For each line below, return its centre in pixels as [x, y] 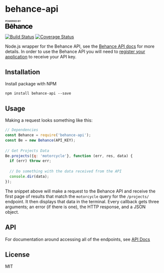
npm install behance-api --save [38, 94]
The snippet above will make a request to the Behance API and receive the [80, 191]
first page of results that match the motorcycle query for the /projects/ [77, 196]
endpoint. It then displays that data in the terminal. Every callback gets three [82, 201]
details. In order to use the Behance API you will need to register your [75, 51]
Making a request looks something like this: [49, 120]
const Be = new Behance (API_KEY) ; [41, 140]
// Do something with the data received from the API [66, 171]
